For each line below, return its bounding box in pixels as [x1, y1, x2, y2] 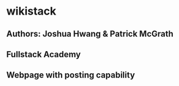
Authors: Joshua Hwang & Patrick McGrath [6, 29, 174, 39]
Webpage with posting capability [6, 70, 136, 81]
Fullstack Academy [6, 49, 81, 59]
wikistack [6, 4, 57, 18]
